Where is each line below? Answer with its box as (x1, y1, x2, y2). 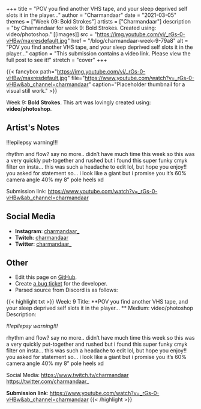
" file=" (67, 75, 85, 81)
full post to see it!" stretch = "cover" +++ (6, 57, 107, 63)
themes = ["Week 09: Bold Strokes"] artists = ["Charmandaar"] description (6, 18, 191, 25)
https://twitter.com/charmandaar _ (6, 378, 89, 385)
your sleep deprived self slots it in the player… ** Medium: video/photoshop (6, 304, 194, 312)
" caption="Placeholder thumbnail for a (88, 81, 185, 88)
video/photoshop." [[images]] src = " (6, 31, 97, 38)
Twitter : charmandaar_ (14, 240, 72, 248)
